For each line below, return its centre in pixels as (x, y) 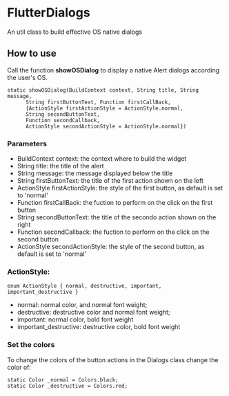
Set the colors (31, 345)
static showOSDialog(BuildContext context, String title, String (103, 90)
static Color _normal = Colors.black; (63, 380)
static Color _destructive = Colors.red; (68, 386)
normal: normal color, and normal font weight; (82, 305)
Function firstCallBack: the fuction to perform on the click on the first (115, 203)
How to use (32, 53)
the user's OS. (28, 77)
